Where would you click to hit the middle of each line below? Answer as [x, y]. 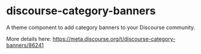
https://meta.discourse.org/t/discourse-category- [114, 39]
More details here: [29, 39]
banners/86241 [25, 45]
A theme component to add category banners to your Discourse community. [101, 27]
